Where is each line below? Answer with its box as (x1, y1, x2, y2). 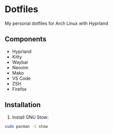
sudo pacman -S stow (5, 124, 48, 129)
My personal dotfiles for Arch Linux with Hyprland (5, 20, 108, 26)
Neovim (12, 64, 29, 70)
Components (5, 35, 46, 43)
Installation (5, 101, 41, 109)
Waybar (12, 59, 29, 65)
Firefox (12, 86, 27, 92)
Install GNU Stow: (12, 114, 49, 120)
